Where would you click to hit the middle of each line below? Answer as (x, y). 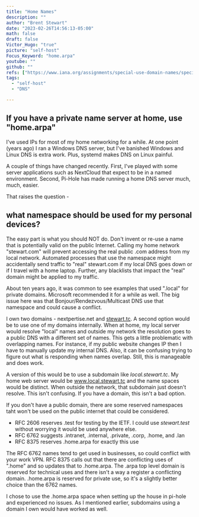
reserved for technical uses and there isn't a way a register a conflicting (94, 472)
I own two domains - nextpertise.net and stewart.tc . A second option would (98, 319)
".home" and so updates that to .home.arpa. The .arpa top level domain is (95, 466)
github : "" (20, 67)
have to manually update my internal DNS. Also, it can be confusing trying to (99, 350)
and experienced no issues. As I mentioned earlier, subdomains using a (93, 502)
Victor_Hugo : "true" (32, 45)
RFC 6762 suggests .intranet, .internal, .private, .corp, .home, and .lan (100, 435)
